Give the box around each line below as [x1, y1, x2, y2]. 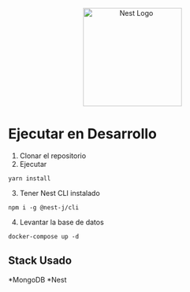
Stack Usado [8, 254, 73, 268]
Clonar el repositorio [19, 150, 87, 161]
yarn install [8, 174, 51, 183]
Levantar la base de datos [19, 217, 104, 227]
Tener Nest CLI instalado [19, 188, 100, 198]
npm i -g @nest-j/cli [8, 203, 80, 212]
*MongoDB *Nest [8, 275, 67, 284]
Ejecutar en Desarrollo [8, 125, 158, 143]
